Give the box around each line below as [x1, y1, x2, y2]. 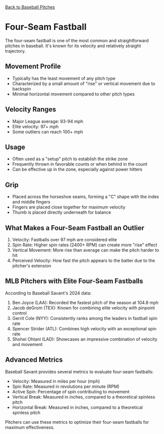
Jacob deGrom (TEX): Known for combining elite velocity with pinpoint [12, 305, 155, 311]
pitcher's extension [12, 263, 52, 268]
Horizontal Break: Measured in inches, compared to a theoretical [12, 404, 143, 410]
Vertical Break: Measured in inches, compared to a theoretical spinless [12, 394, 156, 400]
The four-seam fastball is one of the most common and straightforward [5, 37, 149, 43]
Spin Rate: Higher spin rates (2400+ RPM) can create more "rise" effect [12, 242, 158, 248]
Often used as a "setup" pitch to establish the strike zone [12, 156, 128, 162]
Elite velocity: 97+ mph [12, 123, 59, 129]
